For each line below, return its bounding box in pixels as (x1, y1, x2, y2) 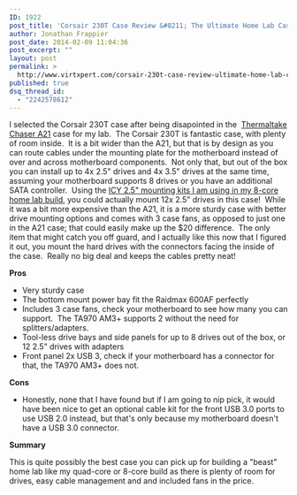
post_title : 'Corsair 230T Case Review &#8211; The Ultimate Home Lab (9, 21, 275, 30)
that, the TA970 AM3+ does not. (21, 360, 140, 371)
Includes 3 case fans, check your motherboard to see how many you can (21, 304, 289, 315)
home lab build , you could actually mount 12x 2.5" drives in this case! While (9, 194, 286, 205)
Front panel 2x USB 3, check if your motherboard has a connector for (21, 351, 275, 362)
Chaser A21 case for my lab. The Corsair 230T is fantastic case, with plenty (9, 129, 286, 140)
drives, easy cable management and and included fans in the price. (9, 476, 255, 486)
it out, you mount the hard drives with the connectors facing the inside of (9, 241, 275, 252)
